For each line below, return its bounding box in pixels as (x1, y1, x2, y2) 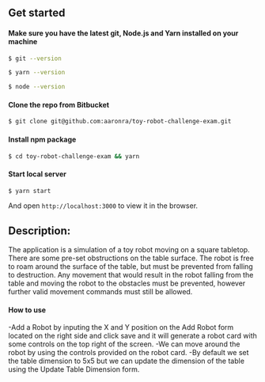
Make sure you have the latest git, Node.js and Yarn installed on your (8, 28, 239, 38)
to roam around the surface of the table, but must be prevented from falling (8, 262, 253, 271)
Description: (8, 224, 71, 237)
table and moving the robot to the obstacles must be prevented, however (8, 278, 246, 288)
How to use (8, 304, 46, 315)
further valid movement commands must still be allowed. (8, 287, 193, 297)
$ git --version (8, 55, 62, 62)
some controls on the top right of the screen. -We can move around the (8, 339, 240, 349)
